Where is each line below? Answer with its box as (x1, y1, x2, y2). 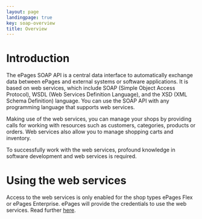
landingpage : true (6, 14, 52, 21)
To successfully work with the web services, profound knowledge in (6, 146, 176, 154)
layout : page (6, 8, 39, 15)
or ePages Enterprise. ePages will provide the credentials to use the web (6, 200, 187, 208)
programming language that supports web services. (6, 104, 135, 111)
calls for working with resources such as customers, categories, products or (6, 122, 196, 129)
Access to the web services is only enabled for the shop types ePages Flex (6, 194, 193, 201)
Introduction (6, 52, 70, 65)
